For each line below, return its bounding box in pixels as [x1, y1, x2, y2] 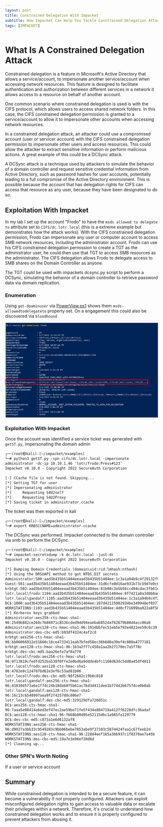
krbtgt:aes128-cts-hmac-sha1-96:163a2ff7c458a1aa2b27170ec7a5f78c [5, 645, 142, 649]
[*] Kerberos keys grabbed [5, 611, 60, 616]
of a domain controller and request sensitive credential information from [5, 166, 149, 172]
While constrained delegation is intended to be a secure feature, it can [5, 791, 146, 796]
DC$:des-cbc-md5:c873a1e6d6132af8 [5, 717, 75, 722]
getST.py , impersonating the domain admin [5, 441, 91, 447]
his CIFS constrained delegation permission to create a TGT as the [5, 245, 138, 250]
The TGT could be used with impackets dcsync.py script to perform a [5, 270, 144, 275]
